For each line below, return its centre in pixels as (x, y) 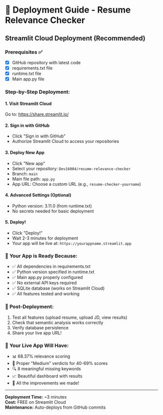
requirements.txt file (32, 68)
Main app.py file (28, 79)
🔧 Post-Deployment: (29, 307)
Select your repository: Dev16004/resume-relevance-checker (71, 168)
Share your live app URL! (37, 333)
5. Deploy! (16, 222)
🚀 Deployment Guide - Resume (68, 10)
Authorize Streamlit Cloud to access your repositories (65, 141)
